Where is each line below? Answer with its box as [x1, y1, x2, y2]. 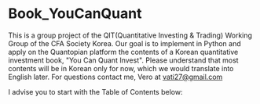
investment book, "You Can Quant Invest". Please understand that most [8, 56, 239, 65]
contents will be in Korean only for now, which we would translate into [8, 63, 234, 73]
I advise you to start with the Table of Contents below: [8, 87, 183, 96]
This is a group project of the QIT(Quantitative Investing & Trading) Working [8, 30, 253, 40]
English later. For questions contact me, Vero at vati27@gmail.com [8, 72, 223, 81]
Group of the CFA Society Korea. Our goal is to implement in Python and [8, 38, 241, 48]
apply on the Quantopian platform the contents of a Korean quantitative [8, 47, 239, 56]
